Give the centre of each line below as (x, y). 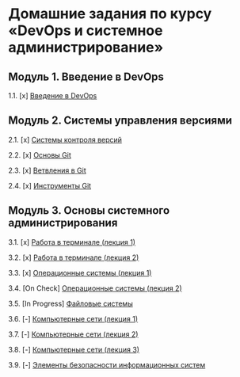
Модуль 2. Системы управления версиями (120, 121)
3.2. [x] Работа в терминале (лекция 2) (74, 257)
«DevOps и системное (86, 30)
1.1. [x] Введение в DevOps (53, 95)
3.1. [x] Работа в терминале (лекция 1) (72, 242)
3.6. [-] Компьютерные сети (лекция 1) (73, 318)
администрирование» (86, 48)
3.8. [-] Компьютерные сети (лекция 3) (74, 349)
